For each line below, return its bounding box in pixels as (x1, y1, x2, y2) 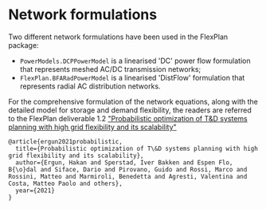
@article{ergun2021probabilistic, (8, 137, 123, 145)
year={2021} (15, 186, 56, 195)
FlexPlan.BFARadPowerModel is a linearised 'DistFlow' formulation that (19, 73, 245, 82)
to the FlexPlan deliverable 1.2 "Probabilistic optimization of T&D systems (8, 113, 248, 123)
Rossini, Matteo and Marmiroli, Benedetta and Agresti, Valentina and (8, 172, 248, 180)
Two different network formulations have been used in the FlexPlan (8, 32, 229, 41)
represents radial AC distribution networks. (19, 81, 161, 91)
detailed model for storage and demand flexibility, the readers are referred (8, 105, 252, 115)
